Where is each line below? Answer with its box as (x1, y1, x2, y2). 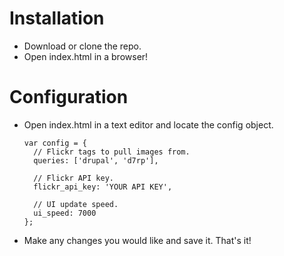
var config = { (23, 138, 88, 148)
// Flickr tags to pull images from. (33, 147, 191, 157)
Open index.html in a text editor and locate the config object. (23, 118, 274, 131)
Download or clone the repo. (23, 40, 142, 52)
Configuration (9, 86, 129, 109)
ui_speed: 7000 (33, 208, 97, 218)
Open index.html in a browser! (23, 50, 149, 62)
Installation (9, 7, 105, 30)
